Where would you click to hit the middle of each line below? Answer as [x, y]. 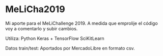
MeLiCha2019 [35, 9]
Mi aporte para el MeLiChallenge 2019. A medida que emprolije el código [81, 23]
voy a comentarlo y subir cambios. [42, 28]
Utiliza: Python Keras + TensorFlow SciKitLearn [55, 38]
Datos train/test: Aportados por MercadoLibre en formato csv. [70, 48]
